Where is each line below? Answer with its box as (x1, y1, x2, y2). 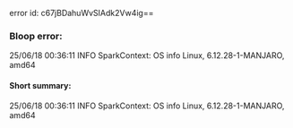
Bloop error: (9, 30, 63, 42)
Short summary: (9, 80, 72, 90)
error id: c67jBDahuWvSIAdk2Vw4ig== (9, 8, 154, 18)
